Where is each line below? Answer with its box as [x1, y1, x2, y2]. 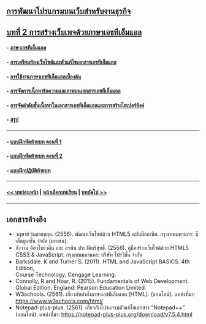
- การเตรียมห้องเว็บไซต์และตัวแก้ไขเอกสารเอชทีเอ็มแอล [6, 58, 116, 66]
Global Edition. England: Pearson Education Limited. [15, 284, 147, 292]
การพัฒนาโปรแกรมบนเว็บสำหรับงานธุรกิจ [6, 6, 131, 17]
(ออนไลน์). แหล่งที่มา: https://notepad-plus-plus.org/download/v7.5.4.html [15, 311, 193, 318]
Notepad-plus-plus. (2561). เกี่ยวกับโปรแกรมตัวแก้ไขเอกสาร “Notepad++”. [15, 304, 186, 311]
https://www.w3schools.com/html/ [15, 298, 103, 305]
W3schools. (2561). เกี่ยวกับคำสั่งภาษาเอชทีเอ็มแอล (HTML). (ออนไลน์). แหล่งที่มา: [15, 290, 196, 298]
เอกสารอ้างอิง [6, 214, 47, 224]
